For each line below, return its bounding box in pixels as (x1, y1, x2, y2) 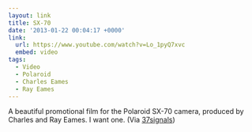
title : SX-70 (8, 19, 51, 27)
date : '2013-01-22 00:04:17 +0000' (8, 26, 126, 34)
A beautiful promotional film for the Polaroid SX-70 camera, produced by (8, 107, 244, 116)
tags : (8, 56, 26, 64)
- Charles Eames (15, 77, 69, 85)
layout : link (8, 11, 51, 20)
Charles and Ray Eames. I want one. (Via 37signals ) (8, 115, 175, 125)
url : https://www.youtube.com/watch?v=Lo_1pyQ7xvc (15, 41, 186, 49)
